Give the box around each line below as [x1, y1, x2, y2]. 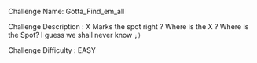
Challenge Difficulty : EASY [8, 46, 97, 54]
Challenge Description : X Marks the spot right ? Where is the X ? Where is [8, 22, 249, 31]
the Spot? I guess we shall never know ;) [8, 31, 141, 39]
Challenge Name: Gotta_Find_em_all [8, 7, 125, 16]
